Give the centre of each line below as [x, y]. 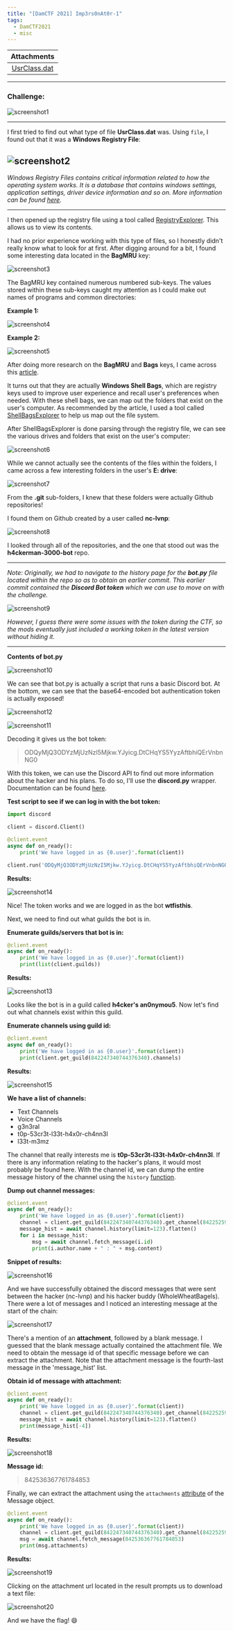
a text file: [21, 1593]
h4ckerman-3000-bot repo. [49, 553]
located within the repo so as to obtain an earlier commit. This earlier [106, 580]
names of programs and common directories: [72, 297]
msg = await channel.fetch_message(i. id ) [93, 1242]
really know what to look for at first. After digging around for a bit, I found [112, 249]
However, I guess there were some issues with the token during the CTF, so [115, 622]
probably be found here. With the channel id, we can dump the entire [106, 1169]
